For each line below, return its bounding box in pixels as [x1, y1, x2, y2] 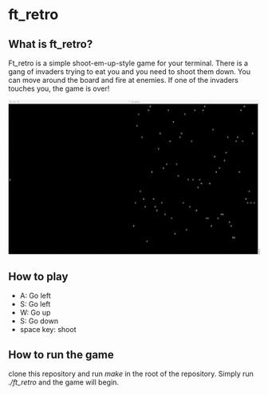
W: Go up [19, 308, 51, 318]
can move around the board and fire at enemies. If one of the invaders [8, 76, 239, 84]
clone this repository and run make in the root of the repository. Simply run [8, 369, 254, 379]
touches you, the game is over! [8, 84, 110, 93]
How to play [8, 270, 69, 284]
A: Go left [19, 291, 52, 300]
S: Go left [19, 299, 51, 309]
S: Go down [19, 316, 58, 326]
